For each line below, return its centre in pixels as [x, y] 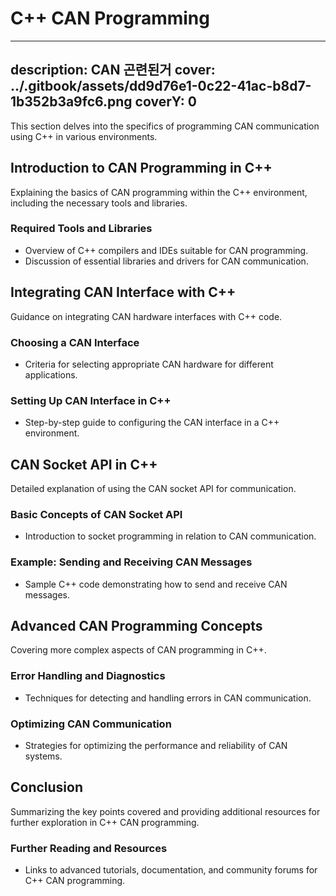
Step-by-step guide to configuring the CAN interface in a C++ [152, 423]
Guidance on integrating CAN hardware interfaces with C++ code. [146, 316]
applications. [51, 374]
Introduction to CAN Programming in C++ [141, 168]
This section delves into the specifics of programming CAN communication [165, 126]
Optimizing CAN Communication [91, 724]
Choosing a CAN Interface [75, 342]
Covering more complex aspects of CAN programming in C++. [138, 650]
